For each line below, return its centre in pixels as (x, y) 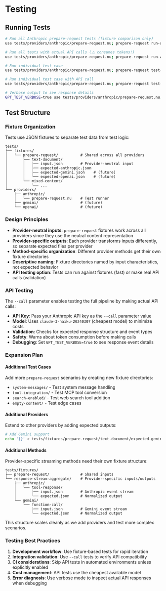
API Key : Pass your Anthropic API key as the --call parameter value (82, 316)
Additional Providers (27, 414)
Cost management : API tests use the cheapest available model (77, 572)
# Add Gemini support (27, 434)
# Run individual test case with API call (49, 79)
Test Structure (28, 113)
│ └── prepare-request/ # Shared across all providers (75, 155)
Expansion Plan (24, 355)
